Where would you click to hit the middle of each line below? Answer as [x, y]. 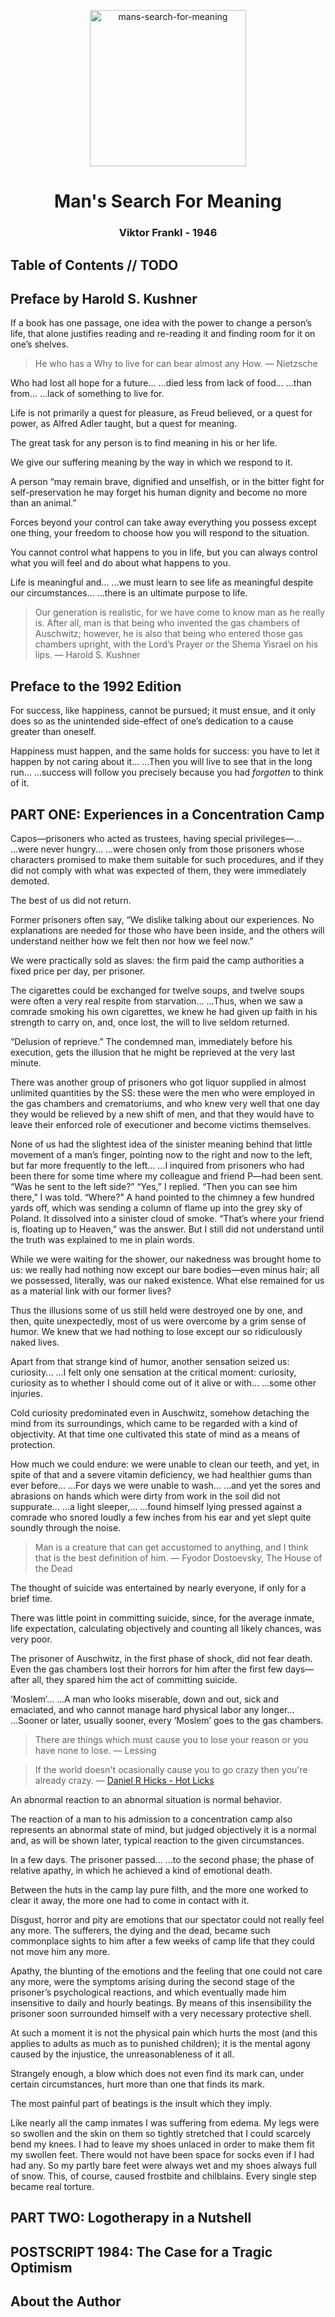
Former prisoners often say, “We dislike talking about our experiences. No [162, 919]
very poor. [31, 1639]
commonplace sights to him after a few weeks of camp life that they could [162, 1941]
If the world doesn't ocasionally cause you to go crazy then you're [171, 1769]
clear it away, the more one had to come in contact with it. [130, 1900]
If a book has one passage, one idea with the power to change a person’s [161, 323]
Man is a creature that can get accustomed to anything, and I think [171, 1547]
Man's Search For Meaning [168, 201]
